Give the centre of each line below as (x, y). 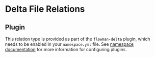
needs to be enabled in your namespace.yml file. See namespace (69, 44)
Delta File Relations (45, 9)
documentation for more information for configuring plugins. (66, 49)
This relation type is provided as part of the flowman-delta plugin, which (78, 39)
